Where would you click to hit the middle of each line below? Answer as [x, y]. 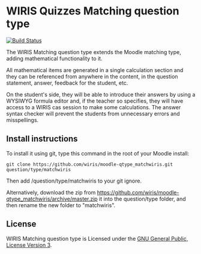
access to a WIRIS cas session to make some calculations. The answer [94, 107]
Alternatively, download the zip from [51, 192]
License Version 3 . [29, 245]
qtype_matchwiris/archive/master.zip [52, 199]
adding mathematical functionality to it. [55, 58]
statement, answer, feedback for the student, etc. [67, 83]
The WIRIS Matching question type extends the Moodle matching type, [94, 52]
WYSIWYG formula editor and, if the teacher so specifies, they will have [95, 101]
